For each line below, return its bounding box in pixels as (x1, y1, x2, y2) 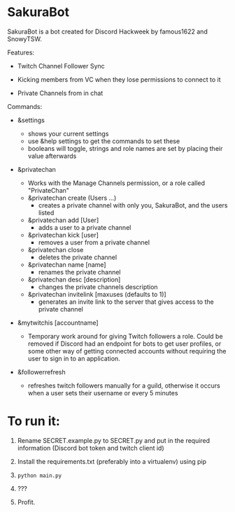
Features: (7, 48, 35, 57)
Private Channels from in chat (17, 89, 104, 97)
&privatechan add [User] (27, 216, 99, 224)
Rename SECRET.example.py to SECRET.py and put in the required (17, 436, 211, 444)
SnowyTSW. (7, 34, 42, 43)
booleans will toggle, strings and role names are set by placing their (27, 144, 223, 152)
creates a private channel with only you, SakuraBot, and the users (38, 200, 229, 210)
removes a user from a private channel (38, 238, 150, 247)
